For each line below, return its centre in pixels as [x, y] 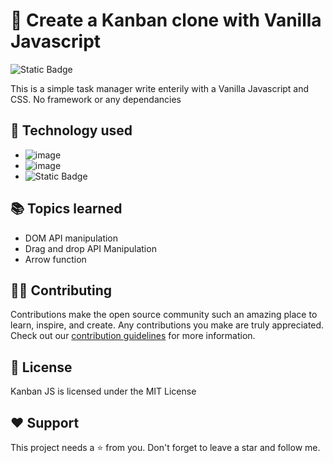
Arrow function [55, 259]
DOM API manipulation [71, 238]
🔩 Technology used [71, 130]
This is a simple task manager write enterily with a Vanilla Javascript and [160, 88]
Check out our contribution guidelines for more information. [133, 336]
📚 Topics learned [66, 209]
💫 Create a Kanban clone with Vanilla [166, 20]
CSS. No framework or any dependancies [96, 99]
